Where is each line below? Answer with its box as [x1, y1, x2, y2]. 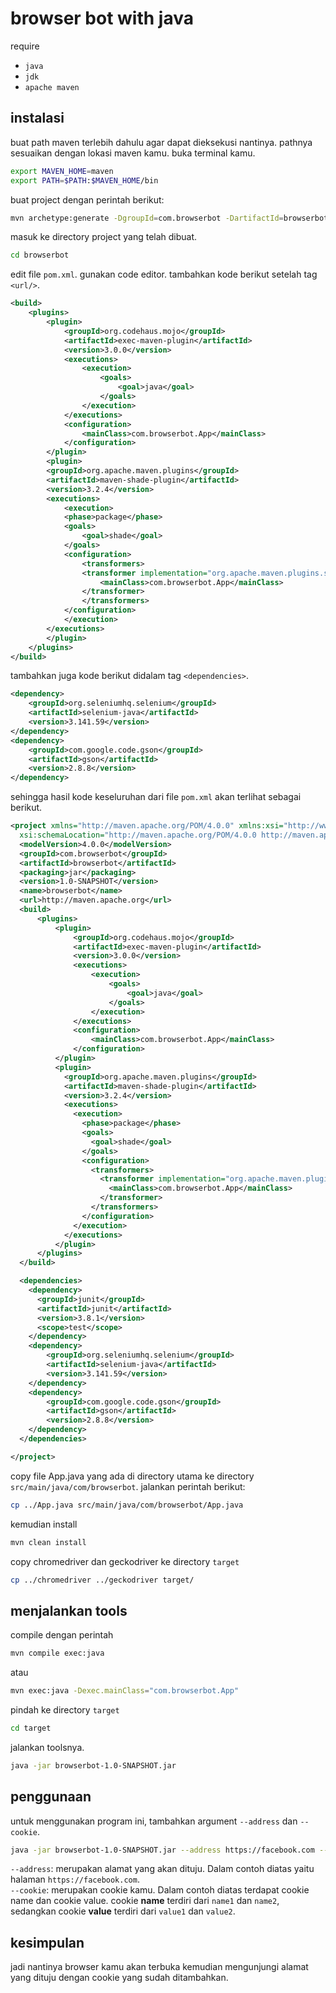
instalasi [10, 110, 65, 127]
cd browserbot [10, 250, 70, 261]
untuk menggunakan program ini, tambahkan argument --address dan [10, 1815, 298, 1827]
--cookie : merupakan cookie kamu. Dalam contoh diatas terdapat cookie [10, 1884, 310, 1896]
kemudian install [10, 1518, 78, 1530]
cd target [10, 1723, 52, 1733]
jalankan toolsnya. [10, 1741, 85, 1753]
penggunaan [10, 1788, 92, 1806]
